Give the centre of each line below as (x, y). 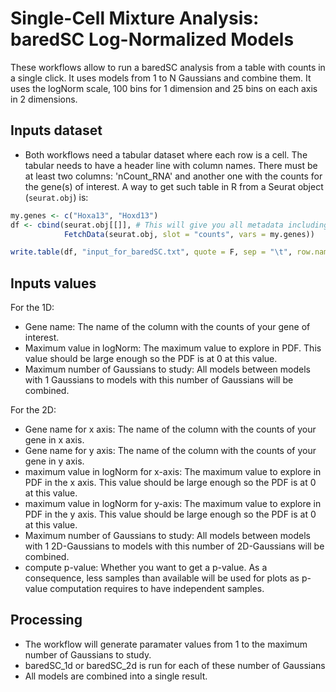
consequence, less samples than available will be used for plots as (162, 578)
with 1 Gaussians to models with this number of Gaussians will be (159, 380)
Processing (46, 620)
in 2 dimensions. (44, 99)
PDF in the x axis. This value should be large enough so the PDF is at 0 (170, 483)
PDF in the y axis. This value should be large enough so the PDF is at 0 (170, 514)
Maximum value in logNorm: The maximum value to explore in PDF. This (173, 348)
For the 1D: (32, 308)
